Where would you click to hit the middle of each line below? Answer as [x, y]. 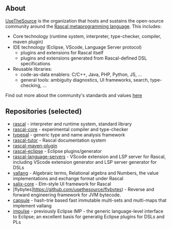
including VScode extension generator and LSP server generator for [85, 162]
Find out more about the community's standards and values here [74, 95]
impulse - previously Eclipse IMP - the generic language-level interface [88, 211]
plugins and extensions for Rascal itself [62, 52]
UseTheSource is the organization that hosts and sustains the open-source [84, 21]
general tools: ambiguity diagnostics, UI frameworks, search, [85, 80]
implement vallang [32, 205]
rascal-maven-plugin [35, 145]
